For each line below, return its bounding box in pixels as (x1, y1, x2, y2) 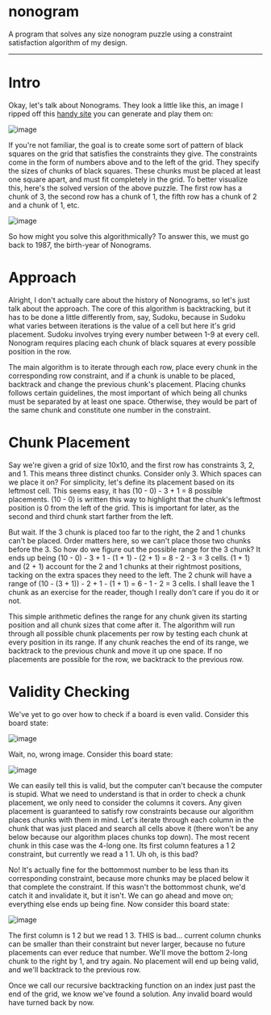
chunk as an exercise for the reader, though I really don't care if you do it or (8, 587, 260, 597)
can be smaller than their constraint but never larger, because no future (8, 939, 246, 949)
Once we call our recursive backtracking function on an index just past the (8, 980, 256, 990)
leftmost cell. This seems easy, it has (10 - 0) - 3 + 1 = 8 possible (8, 485, 223, 495)
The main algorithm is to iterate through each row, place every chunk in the (8, 362, 258, 371)
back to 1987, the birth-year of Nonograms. (8, 240, 152, 250)
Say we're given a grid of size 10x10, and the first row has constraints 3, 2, (8, 459, 256, 470)
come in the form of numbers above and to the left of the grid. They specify (8, 157, 260, 167)
